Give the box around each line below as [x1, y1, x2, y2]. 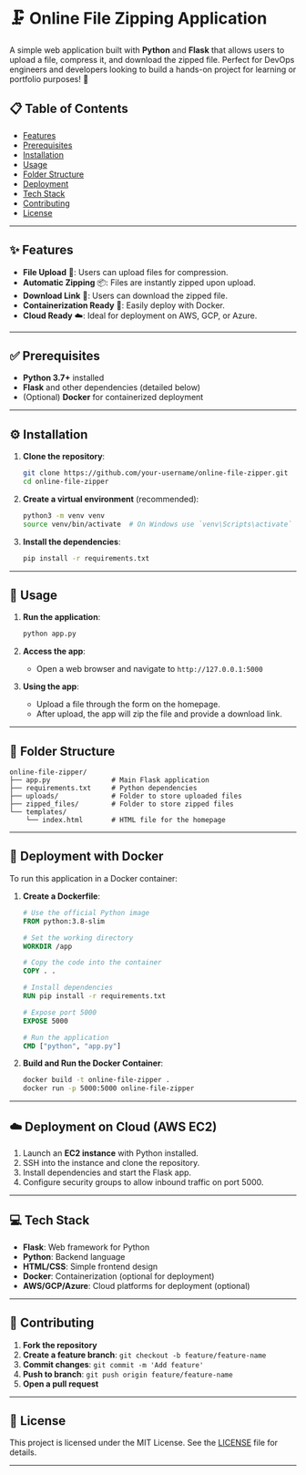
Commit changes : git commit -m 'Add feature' [22, 1358, 204, 1369]
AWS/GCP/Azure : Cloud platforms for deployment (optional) [22, 1280, 250, 1291]
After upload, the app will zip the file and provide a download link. [36, 708, 282, 719]
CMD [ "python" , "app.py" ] [22, 1041, 121, 1050]
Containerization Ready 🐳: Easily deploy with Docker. [22, 299, 226, 311]
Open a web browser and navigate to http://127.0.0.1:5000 [36, 664, 263, 675]
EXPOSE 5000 [22, 1016, 68, 1026]
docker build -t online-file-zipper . [22, 1076, 170, 1085]
